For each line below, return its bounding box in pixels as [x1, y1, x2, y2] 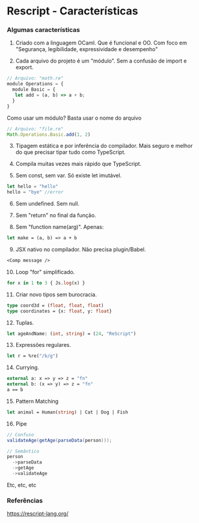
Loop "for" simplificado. [15, 268, 75, 275]
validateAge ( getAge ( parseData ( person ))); [7, 437, 112, 443]
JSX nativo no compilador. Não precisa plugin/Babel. [15, 246, 146, 253]
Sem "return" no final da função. [15, 212, 97, 219]
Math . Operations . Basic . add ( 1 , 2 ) [7, 131, 91, 138]
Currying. [15, 364, 40, 371]
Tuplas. [15, 319, 34, 326]
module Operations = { [7, 81, 64, 87]
